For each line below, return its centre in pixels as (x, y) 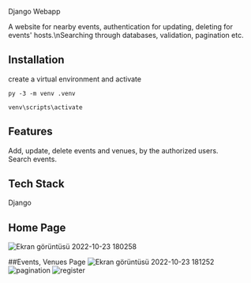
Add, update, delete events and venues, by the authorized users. (113, 150)
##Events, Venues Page (47, 262)
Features (30, 132)
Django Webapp (34, 11)
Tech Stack (36, 184)
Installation (36, 60)
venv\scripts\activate (45, 107)
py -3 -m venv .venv (42, 93)
